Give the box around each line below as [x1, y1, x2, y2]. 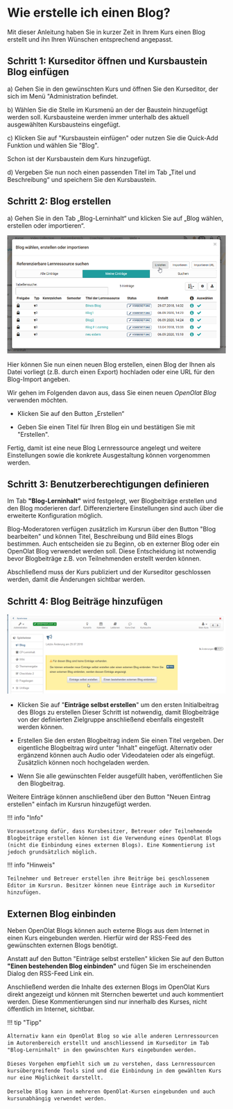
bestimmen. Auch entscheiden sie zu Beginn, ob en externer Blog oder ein [7, 540, 220, 548]
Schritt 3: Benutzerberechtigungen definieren [7, 478, 209, 490]
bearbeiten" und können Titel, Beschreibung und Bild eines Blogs [7, 533, 193, 541]
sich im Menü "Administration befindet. [7, 92, 119, 100]
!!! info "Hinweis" [7, 861, 55, 869]
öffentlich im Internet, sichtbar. [7, 1005, 95, 1013]
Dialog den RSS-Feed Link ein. [7, 969, 94, 978]
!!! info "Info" [7, 814, 44, 822]
